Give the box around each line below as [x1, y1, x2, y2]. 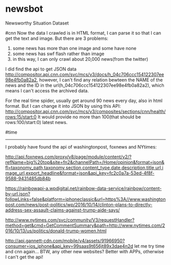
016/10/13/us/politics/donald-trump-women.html [5, 228, 107, 234]
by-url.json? [5, 190, 31, 197]
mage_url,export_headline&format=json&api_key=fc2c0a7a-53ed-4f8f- [5, 170, 155, 176]
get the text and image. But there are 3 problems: [5, 35, 108, 41]
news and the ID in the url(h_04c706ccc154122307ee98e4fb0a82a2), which [5, 82, 164, 88]
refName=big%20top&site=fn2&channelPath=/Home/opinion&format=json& [5, 159, 164, 165]
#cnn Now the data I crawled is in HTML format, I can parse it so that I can [5, 30, 161, 36]
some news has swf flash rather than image [12, 51, 104, 57]
